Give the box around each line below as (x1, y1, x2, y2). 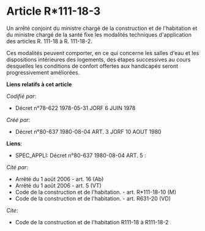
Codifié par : (6, 92, 37, 100)
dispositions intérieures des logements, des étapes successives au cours (6, 56, 191, 63)
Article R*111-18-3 (6, 4, 101, 18)
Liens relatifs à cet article (6, 81, 72, 88)
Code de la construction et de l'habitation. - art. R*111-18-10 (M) (15, 188, 176, 196)
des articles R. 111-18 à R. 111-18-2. (6, 37, 93, 45)
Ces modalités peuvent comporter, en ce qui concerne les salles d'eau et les (6, 49, 199, 56)
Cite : (6, 207, 18, 214)
